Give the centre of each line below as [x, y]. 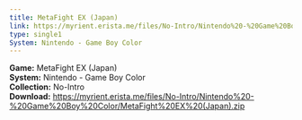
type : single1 [36, 34]
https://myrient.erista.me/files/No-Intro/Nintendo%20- [153, 97]
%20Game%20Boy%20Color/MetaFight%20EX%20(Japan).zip [127, 106]
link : [19, 26]
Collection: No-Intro [47, 87]
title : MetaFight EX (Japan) [64, 17]
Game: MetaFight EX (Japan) [63, 68]
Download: [30, 97]
